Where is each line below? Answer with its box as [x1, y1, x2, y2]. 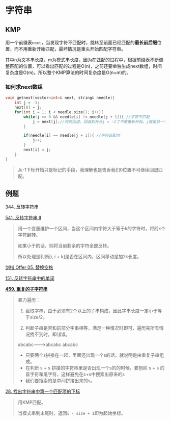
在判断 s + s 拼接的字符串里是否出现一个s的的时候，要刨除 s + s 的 [25, 365, 165, 371]
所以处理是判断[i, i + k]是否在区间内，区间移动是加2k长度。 [17, 254, 141, 260]
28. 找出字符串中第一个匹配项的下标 [5, 388, 80, 394]
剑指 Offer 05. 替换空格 [5, 264, 53, 270]
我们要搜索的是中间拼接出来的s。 [25, 378, 95, 384]
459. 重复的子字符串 [5, 286, 48, 292]
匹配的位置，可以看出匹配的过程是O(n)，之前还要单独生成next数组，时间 [9, 63, 162, 69]
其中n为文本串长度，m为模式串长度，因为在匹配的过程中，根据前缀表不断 [5, 57, 159, 63]
